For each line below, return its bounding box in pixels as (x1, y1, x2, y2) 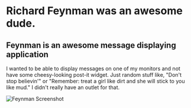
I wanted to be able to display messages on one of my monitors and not (6, 65, 180, 72)
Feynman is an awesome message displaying (6, 40, 176, 50)
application (6, 49, 49, 60)
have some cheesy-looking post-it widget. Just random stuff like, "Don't (6, 71, 182, 78)
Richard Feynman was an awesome (6, 4, 183, 18)
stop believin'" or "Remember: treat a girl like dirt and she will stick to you (6, 78, 185, 84)
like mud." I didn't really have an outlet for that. (6, 84, 120, 91)
